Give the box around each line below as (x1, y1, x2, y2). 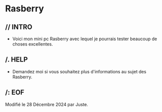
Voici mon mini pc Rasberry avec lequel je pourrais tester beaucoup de (12, 36, 158, 42)
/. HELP (5, 56, 28, 64)
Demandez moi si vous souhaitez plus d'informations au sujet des (12, 68, 147, 74)
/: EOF (5, 88, 25, 97)
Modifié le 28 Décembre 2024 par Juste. (5, 101, 88, 107)
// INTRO (5, 23, 33, 31)
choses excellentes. (12, 41, 53, 47)
